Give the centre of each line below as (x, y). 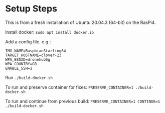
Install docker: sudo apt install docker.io (50, 32)
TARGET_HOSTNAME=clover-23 (33, 55)
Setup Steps (31, 9)
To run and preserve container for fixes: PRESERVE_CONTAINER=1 (69, 87)
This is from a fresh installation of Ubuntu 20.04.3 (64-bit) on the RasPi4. (80, 22)
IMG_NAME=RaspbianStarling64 (36, 51)
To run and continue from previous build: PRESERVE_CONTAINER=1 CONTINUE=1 (83, 101)
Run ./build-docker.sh (29, 77)
